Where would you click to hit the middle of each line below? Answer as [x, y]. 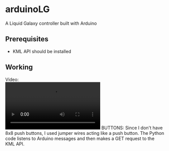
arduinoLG [28, 9]
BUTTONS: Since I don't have [132, 128]
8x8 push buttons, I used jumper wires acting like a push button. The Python [85, 133]
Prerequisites [27, 39]
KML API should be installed [42, 51]
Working [19, 67]
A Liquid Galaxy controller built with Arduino [51, 23]
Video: [12, 79]
